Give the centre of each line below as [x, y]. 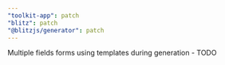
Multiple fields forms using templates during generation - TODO [112, 53]
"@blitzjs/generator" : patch [56, 30]
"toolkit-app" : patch [43, 15]
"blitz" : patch [33, 23]
